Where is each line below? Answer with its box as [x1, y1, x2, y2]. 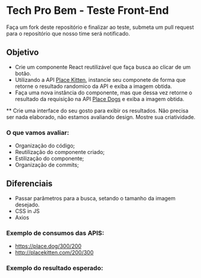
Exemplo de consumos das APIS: [6, 229, 104, 237]
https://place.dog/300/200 [14, 242, 82, 250]
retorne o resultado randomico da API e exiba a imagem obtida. [14, 82, 173, 90]
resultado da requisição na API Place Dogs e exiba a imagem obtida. [14, 95, 185, 102]
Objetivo [6, 48, 39, 58]
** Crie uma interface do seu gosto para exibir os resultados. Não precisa [6, 107, 188, 114]
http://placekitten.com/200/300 [14, 249, 94, 256]
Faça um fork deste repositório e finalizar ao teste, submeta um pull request [6, 23, 194, 31]
